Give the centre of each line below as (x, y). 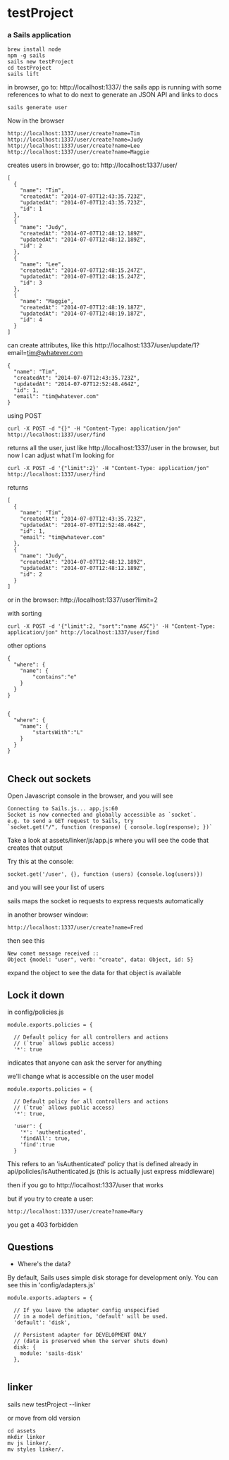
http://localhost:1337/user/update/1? (147, 345)
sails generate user (38, 108)
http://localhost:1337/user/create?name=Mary (75, 1212)
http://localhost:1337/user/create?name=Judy (75, 140)
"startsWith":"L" (58, 733)
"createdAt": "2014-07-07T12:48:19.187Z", (83, 308)
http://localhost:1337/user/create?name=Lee (74, 146)
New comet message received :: (53, 954)
